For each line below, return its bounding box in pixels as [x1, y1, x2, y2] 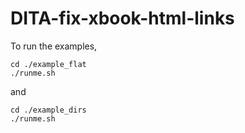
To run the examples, [10, 40, 98, 52]
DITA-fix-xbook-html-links [10, 7, 235, 30]
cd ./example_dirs [10, 105, 87, 115]
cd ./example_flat [10, 59, 87, 69]
